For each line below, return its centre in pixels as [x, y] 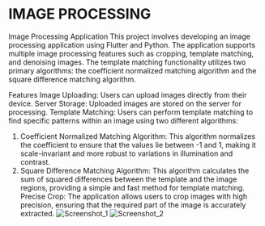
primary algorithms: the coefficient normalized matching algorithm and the [132, 70]
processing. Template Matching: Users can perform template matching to [131, 112]
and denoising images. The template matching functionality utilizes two [127, 62]
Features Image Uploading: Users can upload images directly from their [128, 94]
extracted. [37, 213]
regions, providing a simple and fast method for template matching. [132, 187]
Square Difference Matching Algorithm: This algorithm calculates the [135, 170]
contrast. [35, 161]
